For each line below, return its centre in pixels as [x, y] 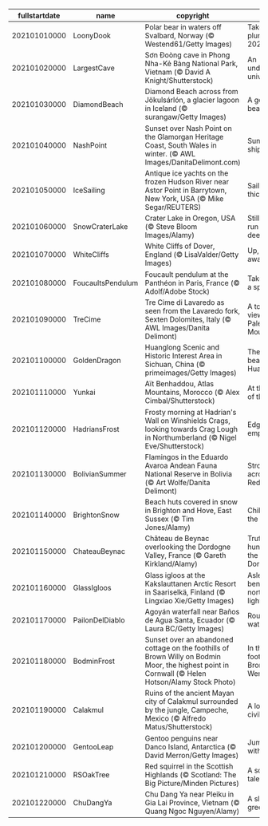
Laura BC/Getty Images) [185, 628]
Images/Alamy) [170, 235]
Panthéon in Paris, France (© [193, 283]
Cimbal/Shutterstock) [180, 401]
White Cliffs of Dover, [180, 246]
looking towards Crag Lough [191, 429]
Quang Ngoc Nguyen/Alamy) [192, 811]
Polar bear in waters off [183, 27]
